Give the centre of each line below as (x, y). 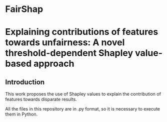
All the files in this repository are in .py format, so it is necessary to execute (82, 109)
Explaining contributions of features (82, 32)
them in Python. (21, 114)
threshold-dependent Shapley (69, 53)
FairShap (24, 9)
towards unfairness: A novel (65, 43)
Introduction (25, 82)
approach (54, 64)
